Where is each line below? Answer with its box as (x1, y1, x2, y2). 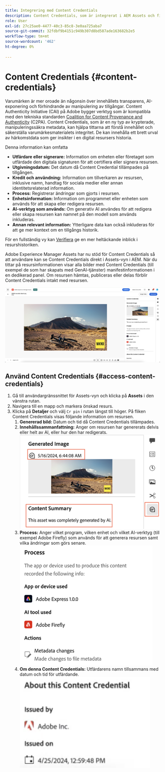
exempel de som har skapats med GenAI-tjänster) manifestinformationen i (5, 267, 155, 273)
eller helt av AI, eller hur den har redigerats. (19, 430, 108, 435)
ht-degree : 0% (5, 44, 34, 49)
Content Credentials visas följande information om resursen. (12, 414, 134, 420)
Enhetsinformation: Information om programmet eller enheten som (12, 195, 148, 201)
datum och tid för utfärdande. (19, 672, 80, 678)
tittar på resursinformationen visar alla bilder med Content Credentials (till (5, 261, 154, 268)
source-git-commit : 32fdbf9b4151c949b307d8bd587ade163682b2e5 (5, 29, 135, 34)
